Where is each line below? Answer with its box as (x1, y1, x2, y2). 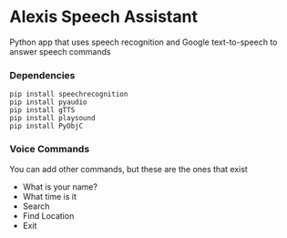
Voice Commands (9, 143, 90, 156)
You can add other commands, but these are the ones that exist (9, 163, 248, 174)
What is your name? (22, 181, 98, 192)
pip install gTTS (9, 106, 76, 115)
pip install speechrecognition (9, 89, 128, 99)
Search (22, 201, 50, 212)
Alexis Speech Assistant (9, 6, 199, 27)
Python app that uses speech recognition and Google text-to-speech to (9, 36, 278, 47)
